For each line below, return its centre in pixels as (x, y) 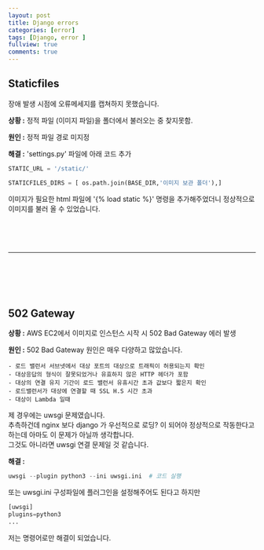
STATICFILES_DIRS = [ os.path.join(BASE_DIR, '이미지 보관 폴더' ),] (115, 183)
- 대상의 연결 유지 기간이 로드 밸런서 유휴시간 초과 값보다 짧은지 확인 (107, 383)
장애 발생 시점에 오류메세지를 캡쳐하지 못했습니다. (84, 104)
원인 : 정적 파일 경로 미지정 (49, 137)
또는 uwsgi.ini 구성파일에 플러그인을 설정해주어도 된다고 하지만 (104, 493)
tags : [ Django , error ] (47, 37)
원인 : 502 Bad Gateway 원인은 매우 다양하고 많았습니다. (95, 350)
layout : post (29, 15)
